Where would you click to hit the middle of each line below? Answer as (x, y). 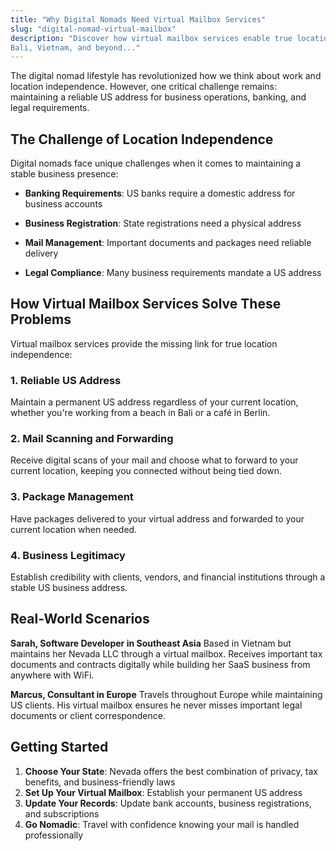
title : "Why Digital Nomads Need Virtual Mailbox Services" (138, 19)
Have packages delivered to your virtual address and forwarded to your (157, 518)
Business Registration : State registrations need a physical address (163, 223)
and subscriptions (62, 813)
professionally (54, 835)
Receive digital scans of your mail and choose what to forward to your (154, 460)
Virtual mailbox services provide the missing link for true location (144, 343)
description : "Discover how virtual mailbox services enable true (151, 38)
